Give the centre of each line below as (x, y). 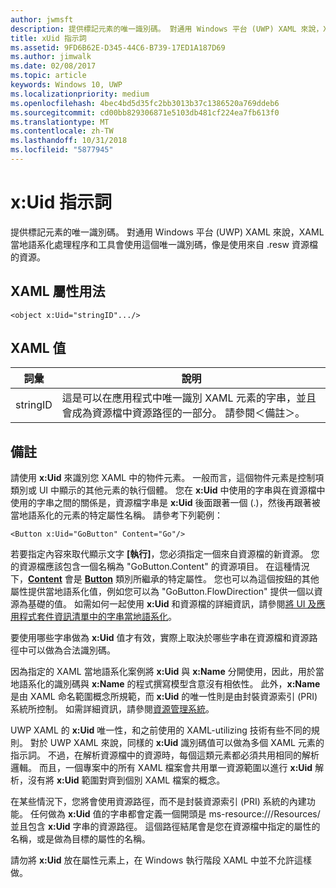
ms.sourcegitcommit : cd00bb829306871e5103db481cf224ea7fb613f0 (145, 112)
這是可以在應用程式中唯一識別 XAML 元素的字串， (179, 398)
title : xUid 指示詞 (48, 38)
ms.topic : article (48, 76)
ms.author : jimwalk (51, 57)
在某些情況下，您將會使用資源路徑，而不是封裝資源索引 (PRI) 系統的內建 (158, 802)
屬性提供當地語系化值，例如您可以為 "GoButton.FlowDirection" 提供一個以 (162, 592)
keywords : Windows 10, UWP (66, 85)
